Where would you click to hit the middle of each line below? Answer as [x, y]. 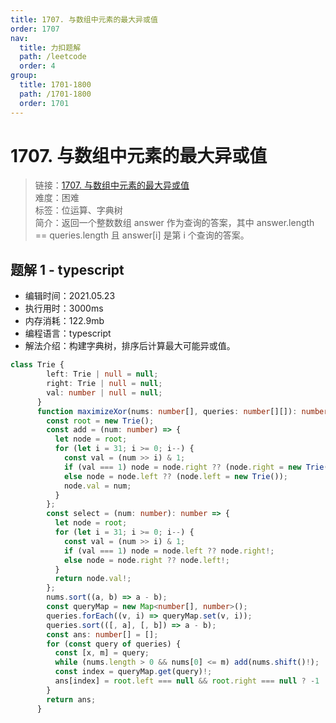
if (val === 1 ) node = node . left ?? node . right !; [169, 551]
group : [24, 76]
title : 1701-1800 [55, 85]
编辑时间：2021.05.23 [70, 296]
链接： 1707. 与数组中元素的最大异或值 [112, 185]
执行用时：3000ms [64, 308]
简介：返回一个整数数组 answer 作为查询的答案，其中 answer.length [174, 223]
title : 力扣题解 [50, 47]
